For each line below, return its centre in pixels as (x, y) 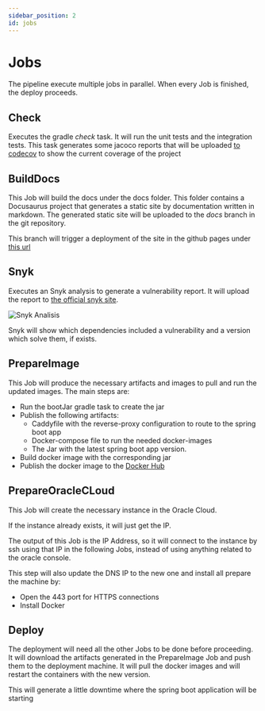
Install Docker (42, 605)
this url (19, 247)
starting (21, 698)
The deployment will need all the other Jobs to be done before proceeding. (131, 649)
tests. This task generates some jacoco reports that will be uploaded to (124, 145)
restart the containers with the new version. (79, 674)
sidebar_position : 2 (42, 15)
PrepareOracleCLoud (61, 491)
